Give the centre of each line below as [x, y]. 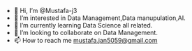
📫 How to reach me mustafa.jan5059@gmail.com [86, 40]
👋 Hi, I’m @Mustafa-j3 [45, 11]
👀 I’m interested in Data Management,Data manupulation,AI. [100, 18]
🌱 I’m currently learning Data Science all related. [83, 25]
